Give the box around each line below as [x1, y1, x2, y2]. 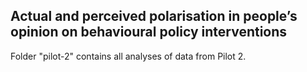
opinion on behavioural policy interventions [10, 24, 288, 41]
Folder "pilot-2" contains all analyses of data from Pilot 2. [10, 50, 247, 62]
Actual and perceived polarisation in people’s [10, 8, 298, 25]
